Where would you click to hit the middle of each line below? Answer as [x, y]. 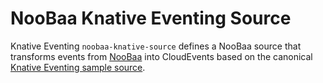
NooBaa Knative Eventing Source [151, 18]
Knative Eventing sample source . [78, 67]
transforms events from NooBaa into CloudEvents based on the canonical [161, 56]
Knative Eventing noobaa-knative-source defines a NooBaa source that [156, 46]
